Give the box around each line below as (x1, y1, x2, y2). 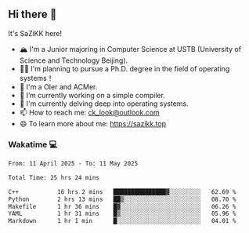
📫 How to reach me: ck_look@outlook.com (19, 107, 161, 117)
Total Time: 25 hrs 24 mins (8, 173, 100, 181)
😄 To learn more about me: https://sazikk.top (19, 118, 167, 128)
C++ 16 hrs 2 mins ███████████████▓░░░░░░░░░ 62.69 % (8, 187, 236, 196)
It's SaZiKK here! (8, 28, 63, 38)
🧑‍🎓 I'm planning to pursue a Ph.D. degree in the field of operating (19, 64, 230, 73)
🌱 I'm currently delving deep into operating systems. (19, 99, 189, 108)
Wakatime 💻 (8, 139, 58, 150)
